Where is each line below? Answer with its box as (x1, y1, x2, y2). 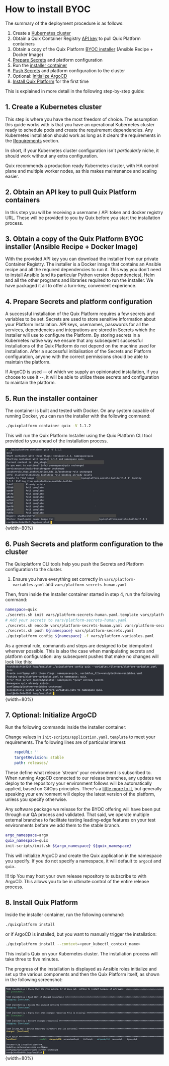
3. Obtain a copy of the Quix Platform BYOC (5, 234, 144, 243)
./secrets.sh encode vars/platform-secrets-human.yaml (5, 623, 123, 628)
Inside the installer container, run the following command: (5, 911, 124, 918)
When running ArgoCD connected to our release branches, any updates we (5, 775, 161, 781)
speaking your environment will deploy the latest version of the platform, (5, 791, 155, 797)
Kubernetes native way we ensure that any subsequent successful (5, 337, 143, 344)
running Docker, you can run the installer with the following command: (5, 413, 151, 419)
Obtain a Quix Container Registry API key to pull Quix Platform (12, 35, 141, 41)
